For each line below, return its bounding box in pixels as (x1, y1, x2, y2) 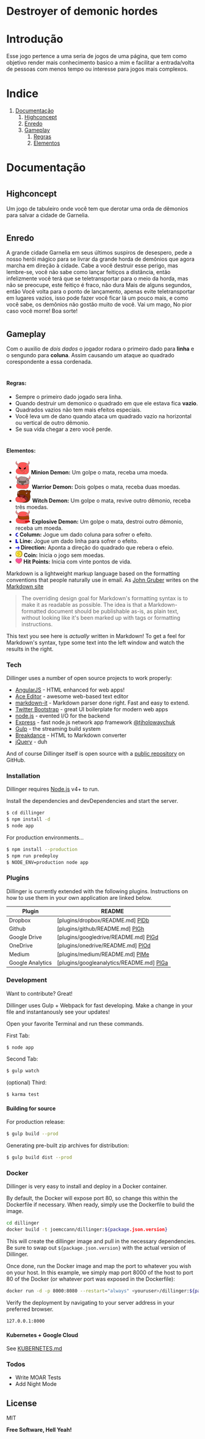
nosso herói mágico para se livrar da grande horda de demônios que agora (6, 255, 195, 263)
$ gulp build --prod (6, 1131, 59, 1137)
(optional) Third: (6, 1079, 47, 1086)
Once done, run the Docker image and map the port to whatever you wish (6, 1263, 192, 1270)
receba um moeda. (15, 524, 63, 532)
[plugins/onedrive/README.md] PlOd (57, 942, 151, 949)
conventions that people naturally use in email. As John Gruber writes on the (6, 576, 199, 584)
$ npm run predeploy (6, 853, 59, 859)
